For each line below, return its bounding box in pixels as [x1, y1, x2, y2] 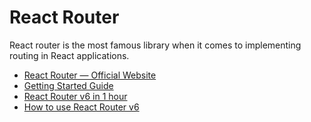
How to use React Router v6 [23, 101, 140, 113]
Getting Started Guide [23, 79, 114, 91]
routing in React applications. [9, 49, 130, 61]
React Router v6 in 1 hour [23, 90, 128, 102]
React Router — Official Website [23, 69, 157, 81]
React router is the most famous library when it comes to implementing [9, 39, 302, 51]
